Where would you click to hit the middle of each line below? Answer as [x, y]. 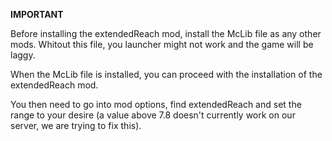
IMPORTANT [37, 14]
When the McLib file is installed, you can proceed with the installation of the [166, 74]
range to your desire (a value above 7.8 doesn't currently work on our [153, 115]
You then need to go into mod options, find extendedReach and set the [156, 104]
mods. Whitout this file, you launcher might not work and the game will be [162, 44]
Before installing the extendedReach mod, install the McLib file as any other [166, 33]
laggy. [23, 55]
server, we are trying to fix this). [76, 125]
